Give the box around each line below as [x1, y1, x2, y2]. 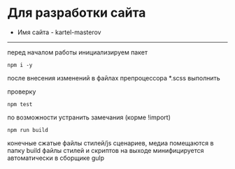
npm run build [7, 126, 49, 133]
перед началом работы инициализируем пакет [7, 47, 148, 57]
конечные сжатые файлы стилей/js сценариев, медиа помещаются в [7, 138, 214, 147]
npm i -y [7, 61, 33, 68]
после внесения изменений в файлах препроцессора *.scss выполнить [7, 73, 220, 82]
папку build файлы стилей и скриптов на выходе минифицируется [7, 146, 204, 154]
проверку [7, 87, 36, 96]
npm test [7, 101, 33, 108]
